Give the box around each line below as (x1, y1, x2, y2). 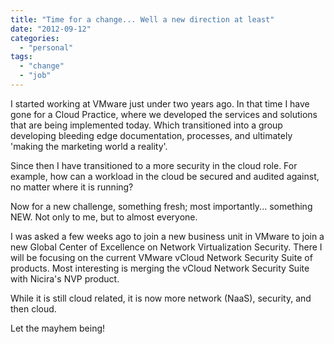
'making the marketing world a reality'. (10, 140, 168, 152)
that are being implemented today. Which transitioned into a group (10, 119, 283, 131)
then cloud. (10, 302, 57, 315)
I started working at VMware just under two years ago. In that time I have (10, 97, 310, 110)
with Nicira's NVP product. (10, 272, 120, 285)
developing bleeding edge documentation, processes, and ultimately (10, 129, 293, 141)
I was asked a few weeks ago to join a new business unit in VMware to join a (10, 230, 325, 242)
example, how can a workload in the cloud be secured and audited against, (10, 170, 320, 182)
